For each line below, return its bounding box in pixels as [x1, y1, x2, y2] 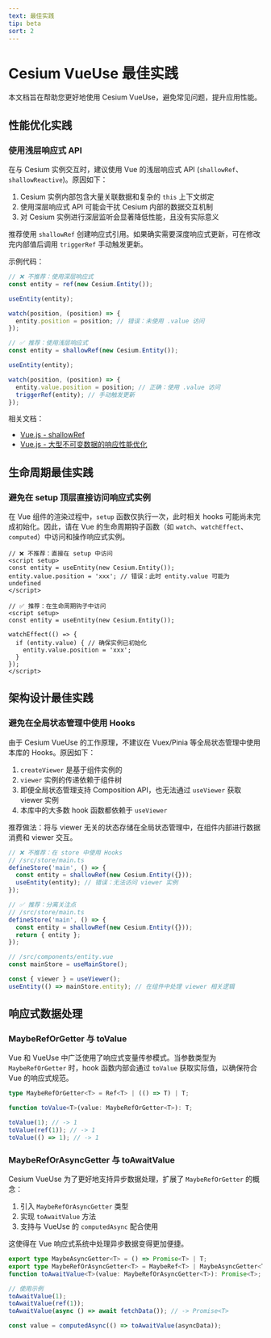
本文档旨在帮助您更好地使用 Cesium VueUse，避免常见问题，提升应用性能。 [8, 92, 262, 102]
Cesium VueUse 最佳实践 [8, 64, 179, 82]
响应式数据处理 [8, 1007, 83, 1021]
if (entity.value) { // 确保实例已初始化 [15, 639, 148, 648]
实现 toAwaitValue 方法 [19, 1212, 97, 1222]
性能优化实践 [8, 118, 73, 132]
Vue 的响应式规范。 [8, 1073, 74, 1083]
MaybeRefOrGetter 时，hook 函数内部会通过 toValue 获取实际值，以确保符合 [8, 1063, 258, 1073]
